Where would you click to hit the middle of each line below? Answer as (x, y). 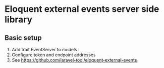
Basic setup (23, 38)
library (19, 19)
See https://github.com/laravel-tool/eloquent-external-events (74, 60)
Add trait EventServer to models (44, 50)
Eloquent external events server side (82, 9)
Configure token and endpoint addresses (54, 55)
